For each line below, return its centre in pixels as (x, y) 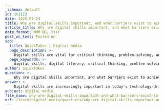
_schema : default (23, 9)
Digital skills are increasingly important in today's (71, 86)
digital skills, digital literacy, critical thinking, (71, 64)
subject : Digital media (29, 91)
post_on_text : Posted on (30, 37)
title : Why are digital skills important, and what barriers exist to (78, 23)
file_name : (16, 95)
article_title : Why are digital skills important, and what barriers (77, 28)
